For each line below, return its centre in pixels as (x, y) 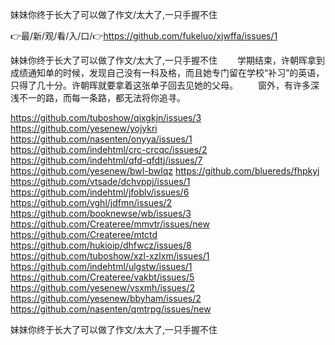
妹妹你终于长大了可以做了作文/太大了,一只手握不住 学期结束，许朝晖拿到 (168, 60)
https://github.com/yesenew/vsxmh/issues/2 (103, 287)
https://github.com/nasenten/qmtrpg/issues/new (111, 309)
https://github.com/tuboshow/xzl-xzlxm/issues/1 (110, 256)
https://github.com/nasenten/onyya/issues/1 (101, 139)
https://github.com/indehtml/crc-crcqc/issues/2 (109, 149)
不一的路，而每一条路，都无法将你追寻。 (102, 97)
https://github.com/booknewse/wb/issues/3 (101, 213)
